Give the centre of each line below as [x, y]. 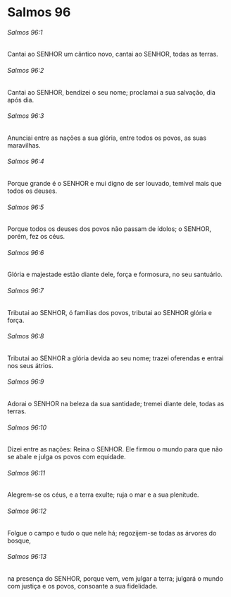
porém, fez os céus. [36, 237]
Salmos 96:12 [27, 511]
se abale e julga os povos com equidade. [67, 457]
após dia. [21, 100]
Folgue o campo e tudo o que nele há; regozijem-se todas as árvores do [112, 533]
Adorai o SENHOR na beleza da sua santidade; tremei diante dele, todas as [116, 404]
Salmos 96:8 [26, 336]
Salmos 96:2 [26, 70]
